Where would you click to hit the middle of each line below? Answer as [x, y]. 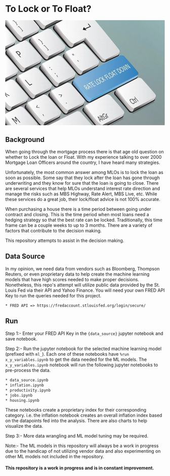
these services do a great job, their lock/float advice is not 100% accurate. [83, 199]
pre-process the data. [28, 370]
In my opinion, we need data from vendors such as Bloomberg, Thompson [82, 268]
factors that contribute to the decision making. [54, 231]
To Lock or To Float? [48, 9]
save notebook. [22, 338]
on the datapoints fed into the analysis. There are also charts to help [76, 420]
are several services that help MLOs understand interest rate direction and [83, 189]
